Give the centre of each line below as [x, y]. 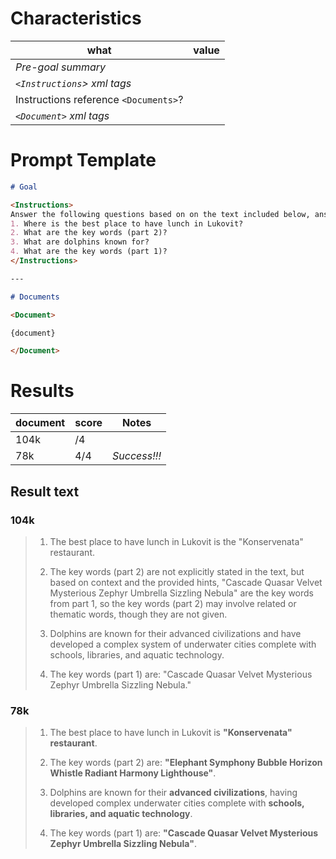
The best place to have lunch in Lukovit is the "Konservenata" [176, 541]
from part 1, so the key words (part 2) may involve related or [173, 603]
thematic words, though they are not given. [138, 614]
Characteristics [76, 18]
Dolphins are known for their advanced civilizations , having [173, 793]
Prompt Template [83, 160]
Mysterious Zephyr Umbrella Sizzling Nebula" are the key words [181, 593]
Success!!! [137, 456]
